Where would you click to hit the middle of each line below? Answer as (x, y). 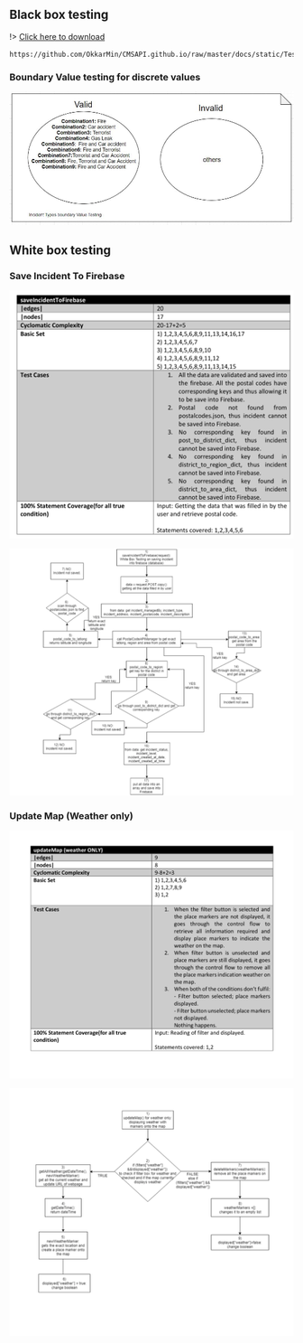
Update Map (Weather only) (71, 816)
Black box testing (59, 15)
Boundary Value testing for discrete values (105, 77)
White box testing (60, 250)
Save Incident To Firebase (67, 276)
